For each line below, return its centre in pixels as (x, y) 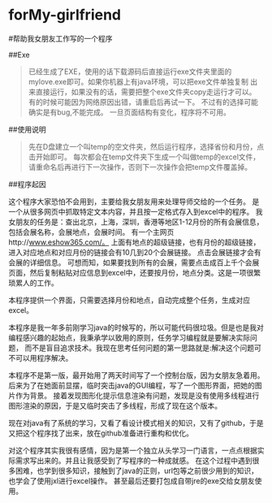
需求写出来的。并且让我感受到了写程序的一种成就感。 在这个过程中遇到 (134, 460)
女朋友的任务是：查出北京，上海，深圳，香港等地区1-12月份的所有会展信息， (136, 222)
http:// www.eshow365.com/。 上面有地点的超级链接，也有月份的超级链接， (134, 242)
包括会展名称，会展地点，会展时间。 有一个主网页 (91, 232)
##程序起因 (27, 184)
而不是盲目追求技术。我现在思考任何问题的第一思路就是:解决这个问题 (139, 348)
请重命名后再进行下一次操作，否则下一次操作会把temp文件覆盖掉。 (140, 167)
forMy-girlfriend (65, 15)
